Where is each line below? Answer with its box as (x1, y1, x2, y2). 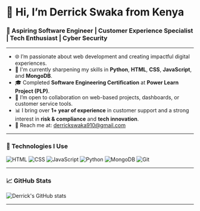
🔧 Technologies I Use (6, 142, 68, 150)
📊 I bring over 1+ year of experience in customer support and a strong (14, 107, 189, 114)
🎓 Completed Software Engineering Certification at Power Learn (14, 79, 179, 86)
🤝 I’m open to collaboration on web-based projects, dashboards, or (14, 94, 180, 101)
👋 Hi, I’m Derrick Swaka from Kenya (6, 5, 185, 19)
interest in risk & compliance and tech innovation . (14, 115, 139, 122)
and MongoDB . (14, 73, 52, 80)
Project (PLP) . (14, 87, 50, 95)
